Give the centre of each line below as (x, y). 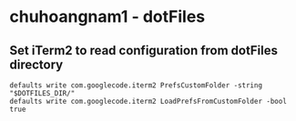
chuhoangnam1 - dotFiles (107, 17)
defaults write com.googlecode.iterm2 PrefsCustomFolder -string (136, 86)
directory (36, 64)
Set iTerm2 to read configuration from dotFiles (143, 50)
